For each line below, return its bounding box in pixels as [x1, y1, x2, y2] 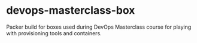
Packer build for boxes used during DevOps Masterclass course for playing [6, 23, 192, 30]
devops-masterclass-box [6, 4, 135, 17]
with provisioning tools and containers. [6, 29, 102, 36]
